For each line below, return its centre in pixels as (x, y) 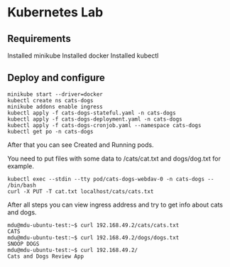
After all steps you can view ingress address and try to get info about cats (115, 205)
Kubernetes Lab (55, 12)
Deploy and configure (56, 78)
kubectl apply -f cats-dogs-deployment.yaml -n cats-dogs (95, 119)
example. (21, 166)
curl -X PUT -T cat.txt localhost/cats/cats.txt (81, 191)
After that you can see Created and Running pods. (81, 145)
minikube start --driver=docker (55, 94)
